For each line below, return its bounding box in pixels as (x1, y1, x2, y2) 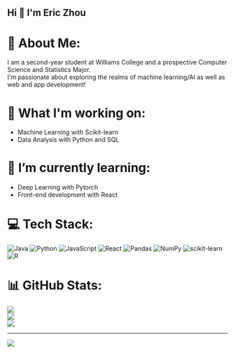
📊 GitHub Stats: (7, 278, 103, 294)
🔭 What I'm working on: (7, 105, 146, 121)
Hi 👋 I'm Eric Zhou (7, 7, 86, 19)
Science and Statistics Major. (7, 66, 91, 74)
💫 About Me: (7, 35, 81, 51)
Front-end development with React (17, 190, 118, 199)
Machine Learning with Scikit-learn (17, 128, 119, 136)
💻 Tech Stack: (7, 216, 94, 232)
